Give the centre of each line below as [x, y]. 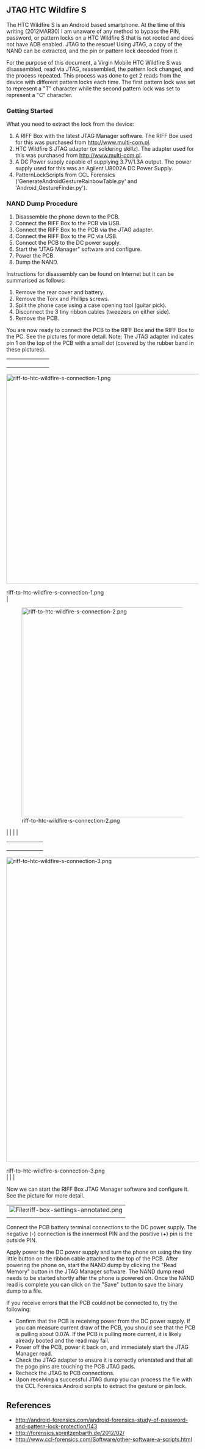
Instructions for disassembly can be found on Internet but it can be [90, 274]
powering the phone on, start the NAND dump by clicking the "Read [92, 1265]
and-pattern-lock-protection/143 [56, 1426]
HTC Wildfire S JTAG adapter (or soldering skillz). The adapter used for [104, 149]
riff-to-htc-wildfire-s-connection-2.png [71, 821]
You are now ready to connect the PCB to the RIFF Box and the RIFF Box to [100, 330]
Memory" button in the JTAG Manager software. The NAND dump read [95, 1271]
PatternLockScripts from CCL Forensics [65, 175]
